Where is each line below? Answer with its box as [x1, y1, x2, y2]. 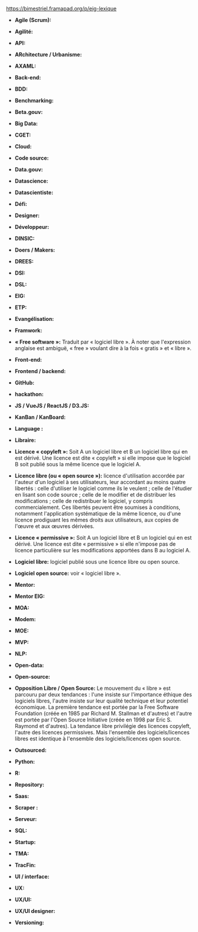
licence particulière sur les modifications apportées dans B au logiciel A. [14, 547, 191, 554]
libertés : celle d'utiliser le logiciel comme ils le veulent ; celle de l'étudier [14, 485, 193, 492]
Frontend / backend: [14, 368, 66, 374]
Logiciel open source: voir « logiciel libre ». [14, 570, 121, 577]
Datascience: [14, 177, 48, 185]
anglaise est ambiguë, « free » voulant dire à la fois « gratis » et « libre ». [14, 345, 192, 352]
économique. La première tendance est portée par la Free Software [14, 704, 179, 711]
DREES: [14, 258, 34, 265]
